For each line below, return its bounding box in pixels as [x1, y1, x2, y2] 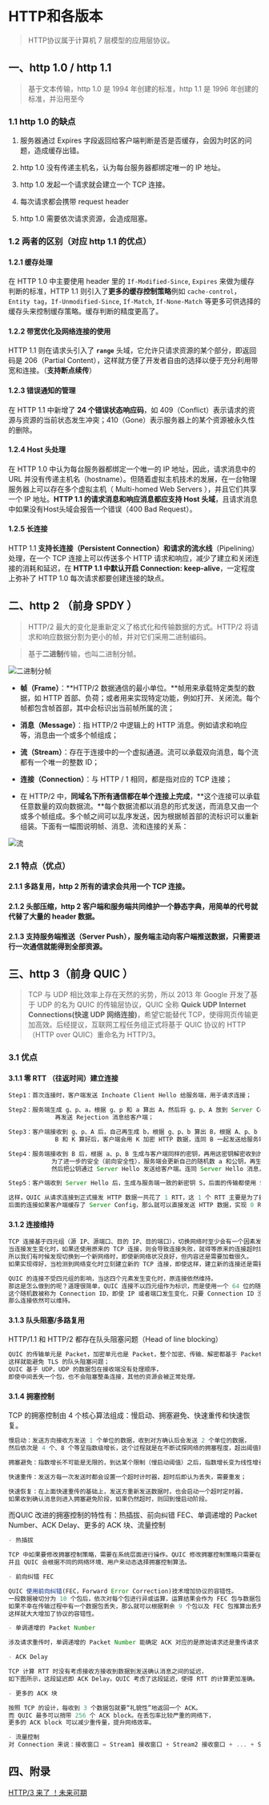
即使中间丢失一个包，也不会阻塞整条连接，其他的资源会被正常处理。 [8, 1373, 199, 1381]
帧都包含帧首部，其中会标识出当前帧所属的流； [19, 703, 175, 713]
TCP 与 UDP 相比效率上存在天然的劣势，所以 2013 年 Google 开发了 [27, 990, 251, 999]
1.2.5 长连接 [8, 524, 48, 534]
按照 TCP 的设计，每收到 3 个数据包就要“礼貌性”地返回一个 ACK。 [8, 1704, 202, 1712]
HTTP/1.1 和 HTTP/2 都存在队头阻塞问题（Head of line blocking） [8, 1335, 223, 1344]
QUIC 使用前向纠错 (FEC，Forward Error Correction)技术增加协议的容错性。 [8, 1587, 238, 1595]
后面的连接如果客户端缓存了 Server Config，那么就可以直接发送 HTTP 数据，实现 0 [8, 1201, 255, 1209]
